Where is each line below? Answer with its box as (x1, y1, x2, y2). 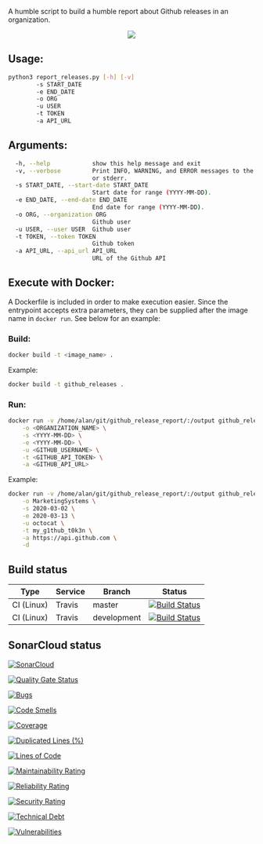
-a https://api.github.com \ (22, 534, 117, 542)
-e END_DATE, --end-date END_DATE (15, 196, 128, 204)
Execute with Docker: (8, 276, 115, 290)
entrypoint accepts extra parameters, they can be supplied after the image (8, 305, 248, 315)
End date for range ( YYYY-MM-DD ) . (92, 203, 205, 211)
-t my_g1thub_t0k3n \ (22, 526, 92, 535)
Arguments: (8, 139, 68, 152)
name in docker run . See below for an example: (8, 313, 160, 323)
